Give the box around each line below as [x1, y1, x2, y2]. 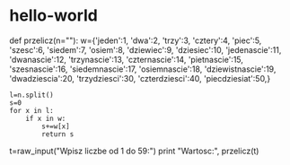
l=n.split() [9, 91, 54, 100]
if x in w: [25, 114, 66, 123]
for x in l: [9, 106, 54, 115]
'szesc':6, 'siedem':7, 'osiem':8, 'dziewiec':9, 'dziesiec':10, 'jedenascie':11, [9, 44, 282, 55]
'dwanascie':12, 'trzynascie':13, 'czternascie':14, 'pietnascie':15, [9, 54, 244, 65]
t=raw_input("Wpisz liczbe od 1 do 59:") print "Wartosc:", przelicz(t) [9, 145, 259, 156]
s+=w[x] [41, 122, 70, 131]
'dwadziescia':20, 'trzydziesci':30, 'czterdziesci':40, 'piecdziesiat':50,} [9, 73, 271, 83]
